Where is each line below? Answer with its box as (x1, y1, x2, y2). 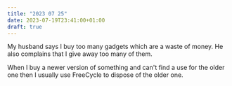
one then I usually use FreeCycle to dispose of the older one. (7, 71, 184, 79)
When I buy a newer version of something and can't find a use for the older (7, 64, 225, 72)
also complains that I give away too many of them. (7, 50, 153, 58)
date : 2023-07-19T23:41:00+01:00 (7, 17, 105, 24)
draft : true (7, 23, 42, 30)
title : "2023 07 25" (7, 10, 68, 17)
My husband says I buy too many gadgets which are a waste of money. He (7, 43, 224, 51)
